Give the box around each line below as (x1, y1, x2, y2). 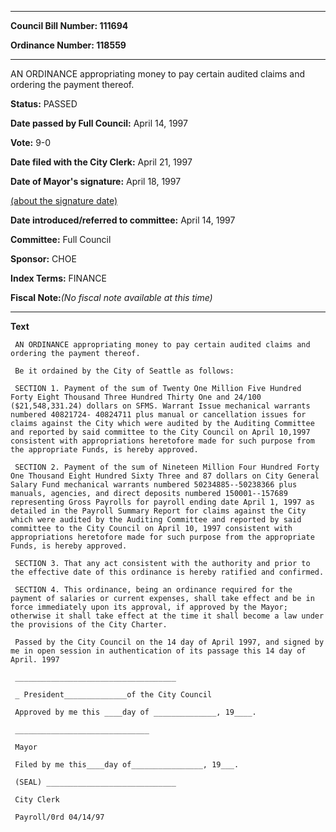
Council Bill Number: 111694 (10, 20, 129, 31)
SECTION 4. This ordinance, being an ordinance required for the (14, 585, 293, 595)
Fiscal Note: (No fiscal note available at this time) (10, 292, 213, 303)
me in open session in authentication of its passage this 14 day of (10, 646, 307, 656)
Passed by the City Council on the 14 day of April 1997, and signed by (14, 637, 325, 647)
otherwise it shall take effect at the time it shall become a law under (10, 611, 325, 621)
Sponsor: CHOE (10, 253, 77, 265)
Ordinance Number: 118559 (10, 39, 127, 51)
